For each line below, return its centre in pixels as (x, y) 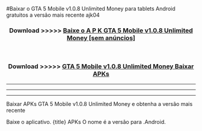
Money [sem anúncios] (101, 38)
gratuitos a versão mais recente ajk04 (53, 15)
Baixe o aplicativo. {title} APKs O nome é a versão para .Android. (86, 121)
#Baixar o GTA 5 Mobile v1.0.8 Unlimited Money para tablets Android (91, 9)
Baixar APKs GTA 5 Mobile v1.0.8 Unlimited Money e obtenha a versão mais (99, 103)
